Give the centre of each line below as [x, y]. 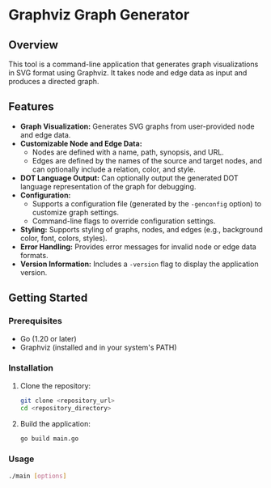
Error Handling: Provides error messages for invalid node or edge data [138, 246]
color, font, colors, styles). [64, 238]
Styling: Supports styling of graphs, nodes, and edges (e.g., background [141, 229]
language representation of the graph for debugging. [108, 186]
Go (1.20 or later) [48, 338]
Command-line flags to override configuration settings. [124, 221]
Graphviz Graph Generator [99, 15]
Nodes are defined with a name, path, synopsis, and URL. [128, 152]
